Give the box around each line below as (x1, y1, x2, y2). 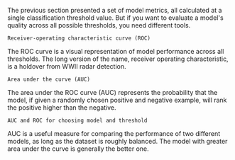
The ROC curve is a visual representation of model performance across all (7, 47, 224, 55)
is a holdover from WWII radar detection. (7, 62, 126, 70)
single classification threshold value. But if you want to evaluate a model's (7, 13, 224, 22)
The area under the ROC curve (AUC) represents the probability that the (7, 88, 218, 96)
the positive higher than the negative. (7, 103, 116, 112)
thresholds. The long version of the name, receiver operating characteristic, (7, 55, 229, 63)
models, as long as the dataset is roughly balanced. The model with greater (7, 137, 228, 145)
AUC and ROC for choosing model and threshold (7, 117, 148, 124)
